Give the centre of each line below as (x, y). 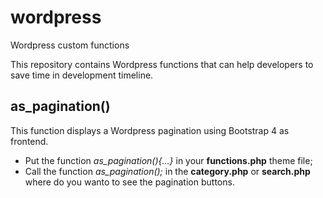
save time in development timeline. (82, 75)
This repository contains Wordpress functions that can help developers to (162, 64)
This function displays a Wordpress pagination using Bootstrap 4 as (150, 130)
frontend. (29, 141)
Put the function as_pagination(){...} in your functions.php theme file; (168, 160)
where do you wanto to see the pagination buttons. (129, 182)
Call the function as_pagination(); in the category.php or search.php (167, 171)
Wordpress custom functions (70, 45)
